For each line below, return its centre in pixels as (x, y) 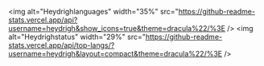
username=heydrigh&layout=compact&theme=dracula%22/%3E (115, 54)
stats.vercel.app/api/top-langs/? (62, 45)
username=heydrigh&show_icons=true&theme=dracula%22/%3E (117, 28)
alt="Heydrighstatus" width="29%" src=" (77, 37)
